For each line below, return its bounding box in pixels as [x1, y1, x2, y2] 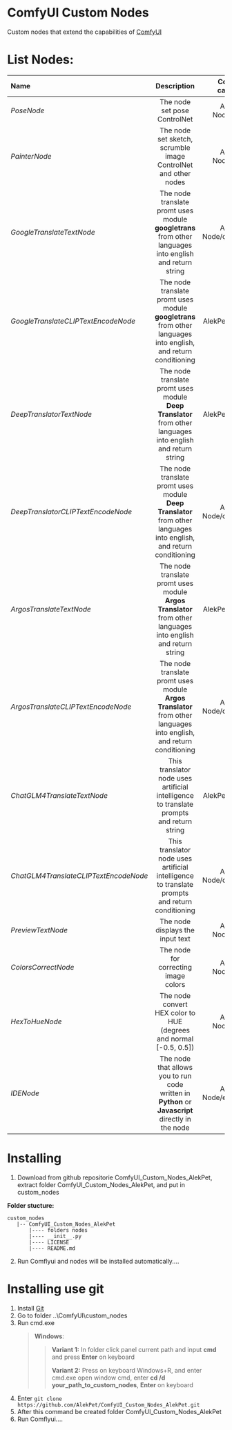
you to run [158, 1071, 192, 1081]
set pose [161, 106, 190, 115]
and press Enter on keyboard [51, 1353, 135, 1361]
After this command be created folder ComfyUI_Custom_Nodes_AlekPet [17, 1407, 222, 1416]
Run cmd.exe [17, 1318, 55, 1326]
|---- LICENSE [28, 1239, 70, 1246]
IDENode [10, 1088, 40, 1098]
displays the [155, 925, 195, 934]
